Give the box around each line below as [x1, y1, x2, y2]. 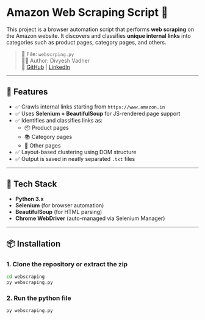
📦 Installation [6, 238, 61, 249]
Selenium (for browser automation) [15, 201, 104, 209]
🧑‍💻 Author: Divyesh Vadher [21, 57, 90, 64]
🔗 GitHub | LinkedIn [21, 63, 70, 71]
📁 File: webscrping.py [21, 50, 74, 57]
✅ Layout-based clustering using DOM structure [15, 148, 137, 155]
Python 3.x [15, 195, 44, 202]
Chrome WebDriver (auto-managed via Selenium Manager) [15, 215, 165, 222]
